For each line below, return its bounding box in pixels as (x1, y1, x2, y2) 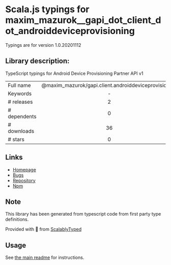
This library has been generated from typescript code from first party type (5, 211, 161, 217)
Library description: (5, 57, 70, 66)
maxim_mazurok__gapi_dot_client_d (5, 14, 161, 26)
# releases (8, 98, 33, 105)
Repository (12, 177, 36, 184)
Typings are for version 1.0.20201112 (5, 42, 81, 48)
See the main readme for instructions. (5, 254, 84, 260)
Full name (8, 81, 32, 89)
